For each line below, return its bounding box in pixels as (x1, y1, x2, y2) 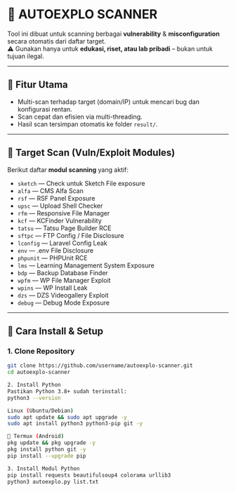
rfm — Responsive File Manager (17, 208, 110, 217)
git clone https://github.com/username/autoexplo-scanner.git (7, 362, 193, 369)
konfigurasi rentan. (17, 105, 72, 113)
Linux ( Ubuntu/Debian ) (7, 407, 74, 414)
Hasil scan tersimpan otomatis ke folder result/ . (17, 119, 158, 128)
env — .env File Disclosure (17, 246, 93, 255)
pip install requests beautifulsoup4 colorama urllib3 (7, 472, 171, 479)
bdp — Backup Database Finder (17, 268, 109, 277)
